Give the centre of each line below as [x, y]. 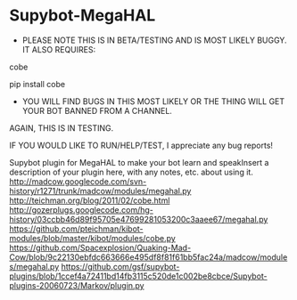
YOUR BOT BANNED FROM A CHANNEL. [97, 110]
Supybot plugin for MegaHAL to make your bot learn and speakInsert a [139, 162]
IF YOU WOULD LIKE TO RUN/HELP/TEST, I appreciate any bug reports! [141, 145]
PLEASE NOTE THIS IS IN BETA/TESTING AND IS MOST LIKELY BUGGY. [154, 40]
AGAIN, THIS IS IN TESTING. [62, 128]
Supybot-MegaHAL [82, 16]
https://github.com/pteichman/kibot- [77, 229]
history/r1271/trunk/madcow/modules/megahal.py [100, 191]
